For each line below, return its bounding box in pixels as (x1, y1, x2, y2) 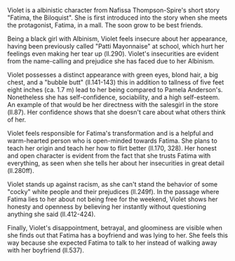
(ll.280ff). (7, 167, 34, 174)
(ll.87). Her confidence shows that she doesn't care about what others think (7, 108, 226, 116)
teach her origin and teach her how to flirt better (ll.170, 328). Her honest (7, 144, 217, 152)
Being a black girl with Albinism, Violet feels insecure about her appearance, (7, 34, 228, 43)
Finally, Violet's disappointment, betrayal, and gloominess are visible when (7, 224, 222, 231)
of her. (7, 115, 27, 124)
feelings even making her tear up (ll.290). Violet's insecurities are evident (7, 49, 219, 58)
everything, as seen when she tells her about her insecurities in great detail (7, 159, 224, 167)
